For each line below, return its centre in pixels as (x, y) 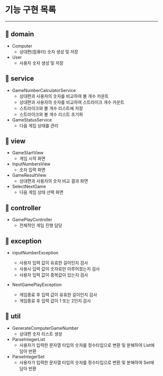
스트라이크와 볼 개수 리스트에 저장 (51, 108)
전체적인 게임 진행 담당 (41, 225)
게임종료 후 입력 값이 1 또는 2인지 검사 (55, 301)
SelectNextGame (29, 187)
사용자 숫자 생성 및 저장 (41, 63)
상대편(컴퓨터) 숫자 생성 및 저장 (49, 52)
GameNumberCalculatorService (44, 90)
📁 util (13, 316)
